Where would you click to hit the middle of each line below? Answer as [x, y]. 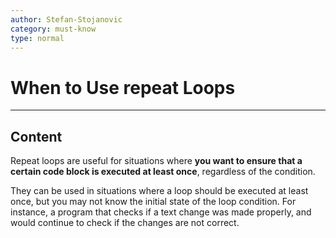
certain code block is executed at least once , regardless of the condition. [163, 172]
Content [36, 136]
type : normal [37, 38]
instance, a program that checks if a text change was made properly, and [161, 212]
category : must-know [53, 29]
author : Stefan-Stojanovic [66, 19]
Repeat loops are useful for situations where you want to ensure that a [156, 161]
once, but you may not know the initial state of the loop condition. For [153, 202]
